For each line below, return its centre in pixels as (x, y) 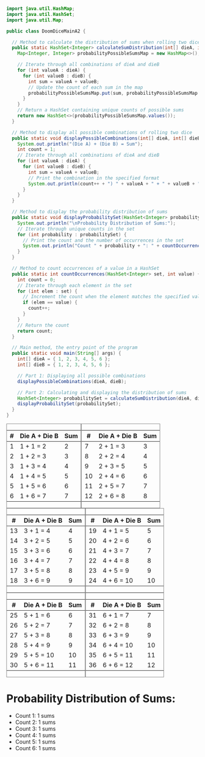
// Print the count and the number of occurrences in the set (103, 240)
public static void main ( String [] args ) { (67, 353)
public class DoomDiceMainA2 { (46, 31)
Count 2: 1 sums (35, 722)
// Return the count (43, 325)
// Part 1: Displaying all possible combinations (82, 376)
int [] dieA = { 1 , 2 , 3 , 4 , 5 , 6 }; (64, 359)
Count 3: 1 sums (35, 728)
